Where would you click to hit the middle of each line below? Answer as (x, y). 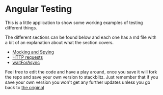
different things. (21, 27)
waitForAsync (26, 62)
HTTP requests (27, 57)
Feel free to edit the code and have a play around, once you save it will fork (81, 71)
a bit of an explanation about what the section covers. (59, 42)
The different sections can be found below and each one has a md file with (81, 37)
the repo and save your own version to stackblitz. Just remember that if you (82, 77)
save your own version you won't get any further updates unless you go (78, 82)
